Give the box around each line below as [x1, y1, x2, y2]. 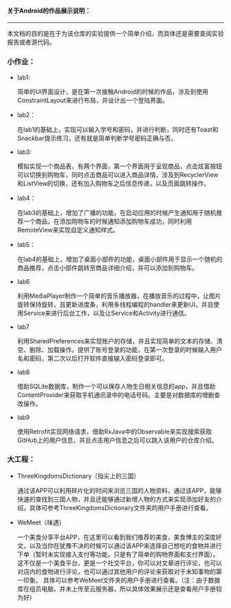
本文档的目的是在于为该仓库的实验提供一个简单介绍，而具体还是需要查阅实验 [7, 30, 224, 38]
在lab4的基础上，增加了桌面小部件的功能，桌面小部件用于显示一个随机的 [16, 255, 223, 263]
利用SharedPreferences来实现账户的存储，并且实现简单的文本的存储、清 [16, 336, 223, 345]
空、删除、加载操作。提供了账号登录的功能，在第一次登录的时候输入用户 [16, 345, 222, 354]
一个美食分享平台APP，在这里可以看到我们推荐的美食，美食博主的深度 [16, 533, 217, 541]
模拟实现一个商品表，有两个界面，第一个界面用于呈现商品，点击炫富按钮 [16, 162, 222, 170]
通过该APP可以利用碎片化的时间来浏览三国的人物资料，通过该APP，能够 [16, 486, 222, 494]
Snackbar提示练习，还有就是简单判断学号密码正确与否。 [16, 134, 177, 142]
